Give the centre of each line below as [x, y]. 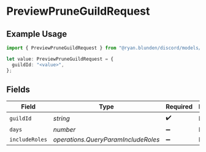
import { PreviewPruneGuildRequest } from [61, 48]
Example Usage [37, 34]
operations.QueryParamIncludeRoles [106, 140]
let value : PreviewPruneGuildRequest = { [60, 59]
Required [179, 107]
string [62, 118]
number [64, 130]
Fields [18, 89]
